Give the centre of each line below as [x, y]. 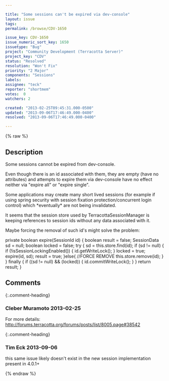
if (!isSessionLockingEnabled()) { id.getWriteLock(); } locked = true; [75, 250]
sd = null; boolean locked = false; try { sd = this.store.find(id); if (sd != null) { [85, 245]
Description [24, 152]
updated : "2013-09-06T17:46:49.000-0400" [50, 113]
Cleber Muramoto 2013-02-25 [43, 308]
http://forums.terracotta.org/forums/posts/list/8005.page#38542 [73, 325]
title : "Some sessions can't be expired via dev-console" [68, 14]
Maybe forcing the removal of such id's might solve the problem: [73, 230]
